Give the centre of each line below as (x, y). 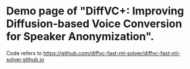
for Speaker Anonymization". (80, 37)
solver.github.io (25, 59)
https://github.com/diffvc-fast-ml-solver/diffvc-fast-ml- (112, 53)
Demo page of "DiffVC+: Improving (95, 11)
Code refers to (24, 53)
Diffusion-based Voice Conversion (94, 24)
